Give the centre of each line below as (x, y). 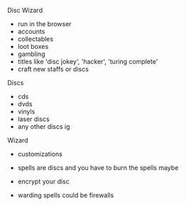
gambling (31, 54)
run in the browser (45, 24)
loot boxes (33, 46)
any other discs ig (44, 126)
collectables (35, 39)
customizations (40, 154)
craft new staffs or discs (53, 69)
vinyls (26, 111)
